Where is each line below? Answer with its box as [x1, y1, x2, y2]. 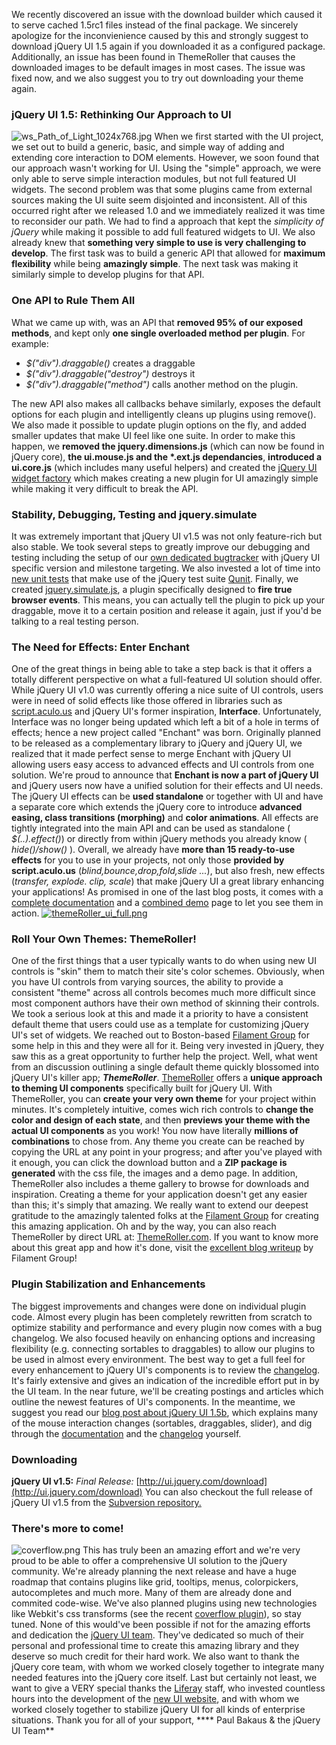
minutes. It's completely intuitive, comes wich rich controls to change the [11, 1104, 314, 1116]
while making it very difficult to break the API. [11, 482, 199, 494]
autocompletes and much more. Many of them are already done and [11, 1587, 292, 1599]
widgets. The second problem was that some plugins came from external [11, 184, 313, 196]
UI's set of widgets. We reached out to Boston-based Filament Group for [11, 1029, 310, 1041]
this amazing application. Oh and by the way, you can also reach [11, 1220, 277, 1233]
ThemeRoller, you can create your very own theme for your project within [11, 1093, 317, 1105]
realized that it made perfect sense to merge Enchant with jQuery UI [11, 748, 292, 760]
